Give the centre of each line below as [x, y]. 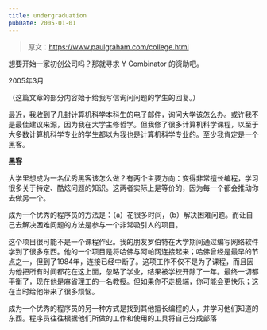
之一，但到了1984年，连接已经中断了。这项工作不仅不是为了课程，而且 [131, 261]
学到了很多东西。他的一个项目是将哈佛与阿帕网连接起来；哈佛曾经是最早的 [130, 251]
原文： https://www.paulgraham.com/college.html [108, 47]
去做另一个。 [29, 198]
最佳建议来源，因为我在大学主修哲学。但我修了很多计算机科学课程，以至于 [137, 124]
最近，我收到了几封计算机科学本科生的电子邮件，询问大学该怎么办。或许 [126, 114]
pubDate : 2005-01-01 [43, 23]
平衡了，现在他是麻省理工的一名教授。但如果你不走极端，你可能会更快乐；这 [133, 281]
